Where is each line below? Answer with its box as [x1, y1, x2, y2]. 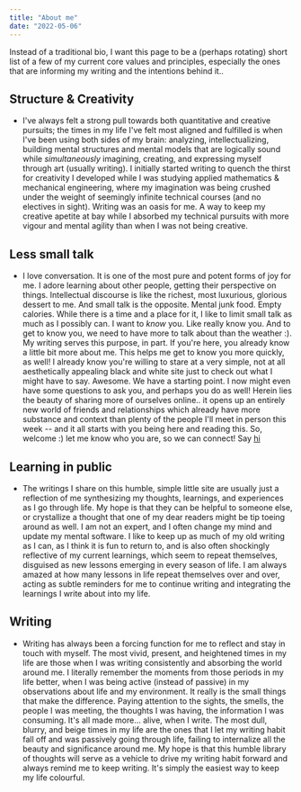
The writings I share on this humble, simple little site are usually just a [22, 482, 279, 493]
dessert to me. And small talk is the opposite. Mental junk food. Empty [22, 299, 282, 310]
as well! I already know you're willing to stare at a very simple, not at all [22, 356, 286, 367]
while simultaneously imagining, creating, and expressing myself [22, 154, 262, 165]
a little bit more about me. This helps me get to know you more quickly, [22, 347, 285, 358]
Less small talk [9, 247, 94, 262]
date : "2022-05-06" [9, 22, 83, 31]
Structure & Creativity [9, 91, 135, 106]
